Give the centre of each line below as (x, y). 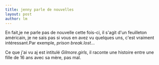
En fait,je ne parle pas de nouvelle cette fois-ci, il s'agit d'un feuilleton (76, 33)
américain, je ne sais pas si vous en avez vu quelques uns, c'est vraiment (80, 38)
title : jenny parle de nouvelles (40, 10)
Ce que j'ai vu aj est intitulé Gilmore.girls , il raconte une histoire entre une (79, 52)
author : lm (16, 19)
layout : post (19, 14)
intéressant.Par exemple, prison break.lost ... (50, 43)
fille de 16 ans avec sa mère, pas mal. (43, 58)
